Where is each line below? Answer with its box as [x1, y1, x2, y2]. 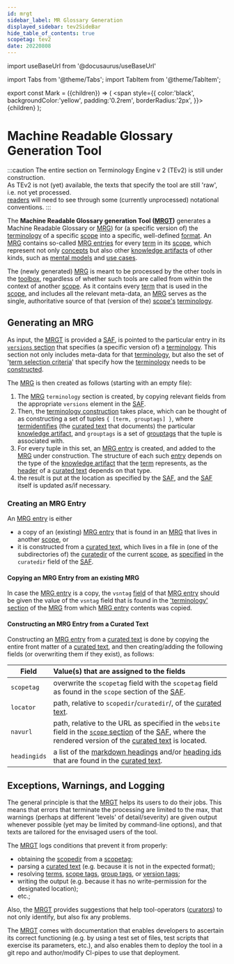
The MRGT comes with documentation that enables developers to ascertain [7, 926, 224, 935]
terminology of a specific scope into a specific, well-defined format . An [7, 231, 212, 239]
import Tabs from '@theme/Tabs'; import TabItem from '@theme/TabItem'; [7, 75, 221, 84]
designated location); [17, 884, 79, 893]
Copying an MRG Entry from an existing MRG [7, 573, 139, 582]
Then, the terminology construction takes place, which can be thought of [17, 407, 227, 415]
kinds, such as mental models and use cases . [7, 253, 138, 262]
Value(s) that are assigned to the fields [53, 667, 186, 677]
